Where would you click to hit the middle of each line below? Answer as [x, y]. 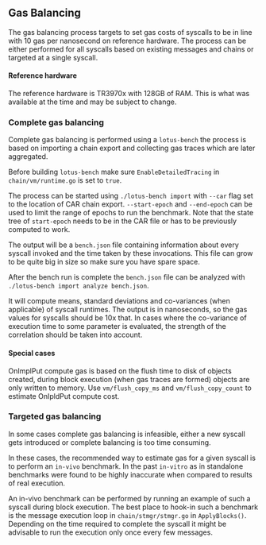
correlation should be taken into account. [75, 335]
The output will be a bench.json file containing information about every [124, 245]
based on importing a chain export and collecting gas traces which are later [132, 148]
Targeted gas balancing [55, 416]
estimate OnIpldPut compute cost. [64, 396]
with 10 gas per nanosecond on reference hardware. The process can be [127, 41]
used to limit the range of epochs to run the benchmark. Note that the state [131, 213]
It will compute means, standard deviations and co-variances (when [119, 301]
